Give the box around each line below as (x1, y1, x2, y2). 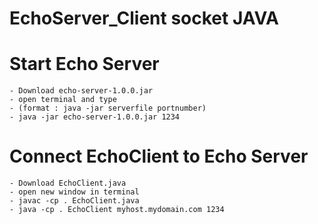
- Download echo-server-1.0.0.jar (9, 86, 154, 96)
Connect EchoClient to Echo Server (9, 145, 309, 168)
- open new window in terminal (9, 187, 140, 197)
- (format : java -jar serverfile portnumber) (9, 103, 207, 114)
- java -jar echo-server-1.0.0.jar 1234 (9, 112, 181, 122)
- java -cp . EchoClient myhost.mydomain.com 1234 (9, 205, 225, 215)
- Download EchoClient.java (9, 178, 127, 189)
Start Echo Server (9, 53, 160, 76)
